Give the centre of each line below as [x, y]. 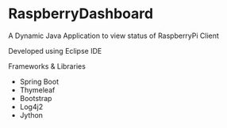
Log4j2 [31, 107]
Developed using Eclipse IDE [55, 51]
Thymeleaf [37, 90]
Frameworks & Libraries [47, 66]
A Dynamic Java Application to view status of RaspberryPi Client [114, 36]
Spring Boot [39, 81]
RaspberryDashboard [81, 14]
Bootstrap [36, 98]
